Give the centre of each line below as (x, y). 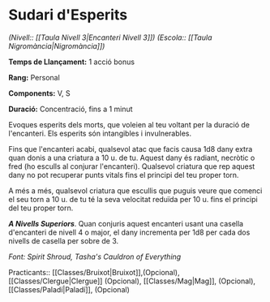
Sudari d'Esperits (68, 15)
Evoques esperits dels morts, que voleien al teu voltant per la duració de (129, 124)
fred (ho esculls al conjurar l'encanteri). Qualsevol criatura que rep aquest (132, 166)
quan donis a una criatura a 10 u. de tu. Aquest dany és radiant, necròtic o (132, 157)
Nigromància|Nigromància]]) (57, 45)
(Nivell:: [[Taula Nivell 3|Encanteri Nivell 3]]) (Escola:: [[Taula (110, 37)
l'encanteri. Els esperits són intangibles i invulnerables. (100, 133)
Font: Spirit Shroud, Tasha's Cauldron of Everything (95, 257)
